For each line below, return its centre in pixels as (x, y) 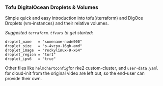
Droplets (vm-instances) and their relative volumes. (57, 23)
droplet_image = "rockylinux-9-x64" (44, 51)
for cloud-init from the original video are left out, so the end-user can (75, 73)
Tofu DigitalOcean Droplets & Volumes (52, 7)
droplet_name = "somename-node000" (44, 42)
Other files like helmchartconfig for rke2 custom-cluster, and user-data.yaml (82, 68)
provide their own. (24, 79)
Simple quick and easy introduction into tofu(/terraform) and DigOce (74, 18)
